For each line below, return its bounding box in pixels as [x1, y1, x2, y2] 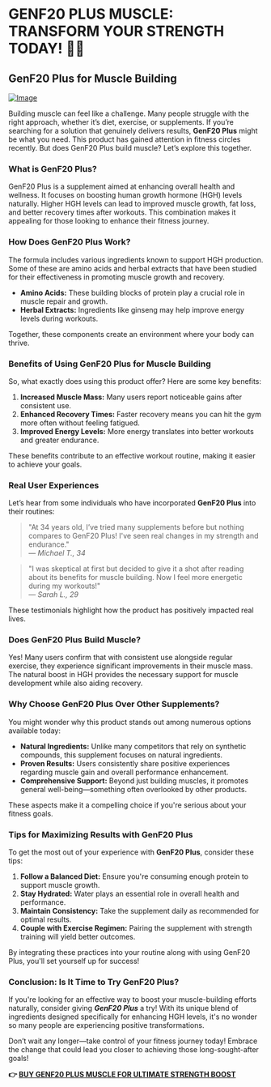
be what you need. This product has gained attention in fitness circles [8, 134, 241, 144]
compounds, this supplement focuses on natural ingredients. [19, 750, 223, 760]
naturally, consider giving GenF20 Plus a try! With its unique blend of [8, 1004, 239, 1013]
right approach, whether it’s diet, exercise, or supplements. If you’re [8, 117, 235, 126]
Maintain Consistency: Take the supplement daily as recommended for [19, 906, 260, 916]
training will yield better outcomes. [19, 932, 136, 942]
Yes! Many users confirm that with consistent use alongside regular [8, 653, 233, 663]
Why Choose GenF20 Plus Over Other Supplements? [8, 698, 220, 710]
